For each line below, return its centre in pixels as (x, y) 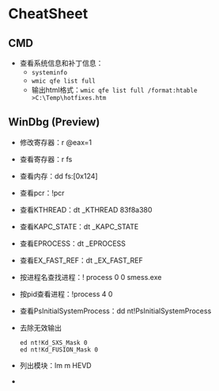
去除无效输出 (40, 328)
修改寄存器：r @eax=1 (56, 142)
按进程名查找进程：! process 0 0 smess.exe (91, 277)
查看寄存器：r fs (46, 159)
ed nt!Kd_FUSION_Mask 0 (59, 350)
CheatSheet (48, 14)
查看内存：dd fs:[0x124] (59, 176)
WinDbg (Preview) (54, 123)
